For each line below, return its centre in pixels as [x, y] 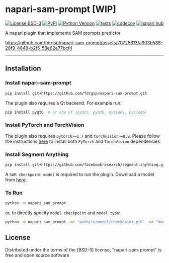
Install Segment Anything [37, 154]
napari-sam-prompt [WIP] [61, 9]
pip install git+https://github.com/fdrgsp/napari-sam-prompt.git [76, 93]
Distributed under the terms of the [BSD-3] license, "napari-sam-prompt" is [83, 249]
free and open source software [37, 255]
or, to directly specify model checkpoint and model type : [63, 213]
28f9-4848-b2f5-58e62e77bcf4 [39, 48]
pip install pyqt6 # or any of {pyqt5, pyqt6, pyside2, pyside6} [76, 112]
